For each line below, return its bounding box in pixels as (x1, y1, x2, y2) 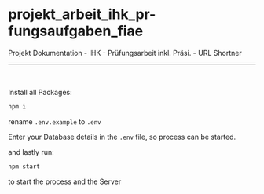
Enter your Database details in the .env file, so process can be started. (8, 132, 236, 141)
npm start (8, 163, 41, 170)
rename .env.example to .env (8, 116, 101, 126)
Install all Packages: (8, 87, 72, 97)
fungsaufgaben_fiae (8, 22, 144, 40)
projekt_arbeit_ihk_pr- (8, 5, 156, 24)
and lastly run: (8, 147, 54, 156)
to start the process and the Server (8, 177, 122, 186)
